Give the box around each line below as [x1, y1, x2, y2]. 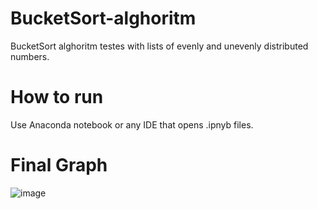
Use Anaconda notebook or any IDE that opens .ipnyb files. [10, 118, 254, 131]
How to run [10, 86, 104, 109]
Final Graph [10, 154, 108, 177]
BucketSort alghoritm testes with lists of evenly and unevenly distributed [10, 40, 309, 52]
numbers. [10, 50, 50, 62]
